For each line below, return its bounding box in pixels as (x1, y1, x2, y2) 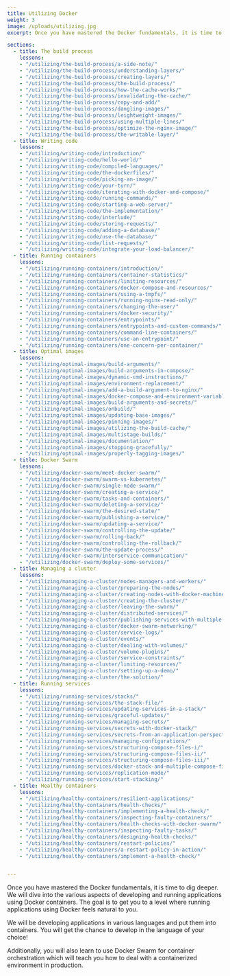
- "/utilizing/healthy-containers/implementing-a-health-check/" (19, 808, 210, 815)
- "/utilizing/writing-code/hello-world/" (19, 157, 142, 163)
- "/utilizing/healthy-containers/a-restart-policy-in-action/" (19, 846, 207, 853)
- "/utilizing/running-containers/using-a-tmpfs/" (19, 291, 167, 297)
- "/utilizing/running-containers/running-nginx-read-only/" (19, 297, 197, 304)
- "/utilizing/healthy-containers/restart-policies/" (19, 839, 176, 847)
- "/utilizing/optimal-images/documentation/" (19, 438, 155, 444)
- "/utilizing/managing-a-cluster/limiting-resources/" (19, 661, 183, 668)
